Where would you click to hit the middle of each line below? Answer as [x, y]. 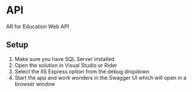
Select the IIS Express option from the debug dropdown [82, 71]
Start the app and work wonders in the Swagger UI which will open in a [100, 77]
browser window [35, 84]
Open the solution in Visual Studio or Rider [66, 65]
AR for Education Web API [38, 26]
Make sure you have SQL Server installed [64, 59]
